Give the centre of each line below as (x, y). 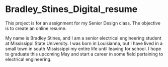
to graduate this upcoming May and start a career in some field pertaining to (84, 54)
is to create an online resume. (36, 28)
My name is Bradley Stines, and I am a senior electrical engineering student (83, 38)
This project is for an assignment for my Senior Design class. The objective (83, 23)
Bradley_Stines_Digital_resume (71, 9)
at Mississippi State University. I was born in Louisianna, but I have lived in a (84, 43)
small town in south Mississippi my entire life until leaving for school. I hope (83, 48)
